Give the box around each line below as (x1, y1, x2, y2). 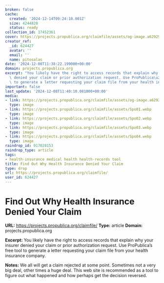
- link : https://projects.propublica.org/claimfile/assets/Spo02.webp (5, 116, 152, 121)
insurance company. (5, 252, 46, 259)
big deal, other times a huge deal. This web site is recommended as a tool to (5, 267, 159, 273)
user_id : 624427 (5, 175, 38, 180)
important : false (5, 84, 41, 89)
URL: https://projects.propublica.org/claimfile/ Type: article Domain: (5, 222, 143, 228)
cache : (5, 12, 19, 17)
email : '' (9, 52, 29, 58)
